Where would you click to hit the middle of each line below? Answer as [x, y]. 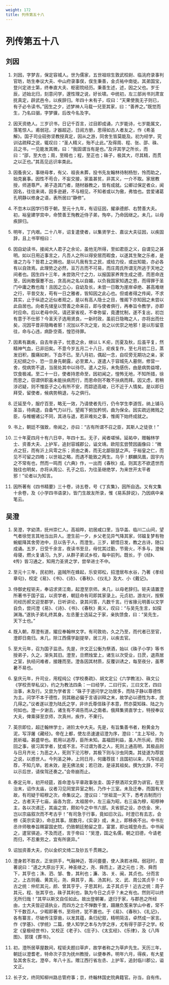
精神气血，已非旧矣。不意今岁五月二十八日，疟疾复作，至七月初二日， [86, 348]
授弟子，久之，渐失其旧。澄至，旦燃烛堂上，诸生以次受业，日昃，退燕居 [88, 655]
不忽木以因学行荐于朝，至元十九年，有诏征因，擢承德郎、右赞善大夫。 [86, 208]
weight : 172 [18, 10]
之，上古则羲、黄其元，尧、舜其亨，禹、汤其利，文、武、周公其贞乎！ [86, 880]
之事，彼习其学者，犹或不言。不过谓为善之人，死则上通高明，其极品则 [91, 746]
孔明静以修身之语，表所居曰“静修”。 [51, 198]
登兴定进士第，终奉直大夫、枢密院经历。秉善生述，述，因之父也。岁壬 [86, 87]
